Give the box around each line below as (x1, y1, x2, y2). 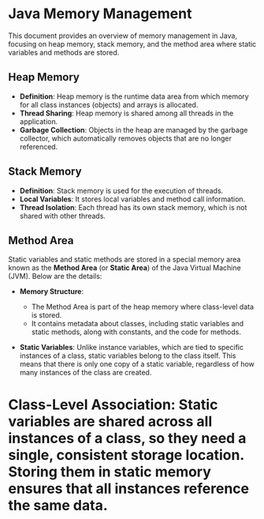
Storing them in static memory (8, 463, 211, 480)
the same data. (8, 496, 108, 514)
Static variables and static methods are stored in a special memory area (8, 254, 241, 265)
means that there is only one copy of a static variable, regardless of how (19, 359, 255, 369)
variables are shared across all (8, 412, 213, 431)
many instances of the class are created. (19, 368, 152, 378)
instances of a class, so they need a (8, 429, 247, 447)
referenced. (19, 141, 58, 151)
